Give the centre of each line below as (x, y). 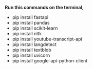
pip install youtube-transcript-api (47, 39)
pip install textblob (32, 50)
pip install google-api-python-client (50, 61)
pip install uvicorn (31, 55)
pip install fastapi (30, 17)
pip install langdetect (34, 44)
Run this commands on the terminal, (44, 7)
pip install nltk (27, 33)
